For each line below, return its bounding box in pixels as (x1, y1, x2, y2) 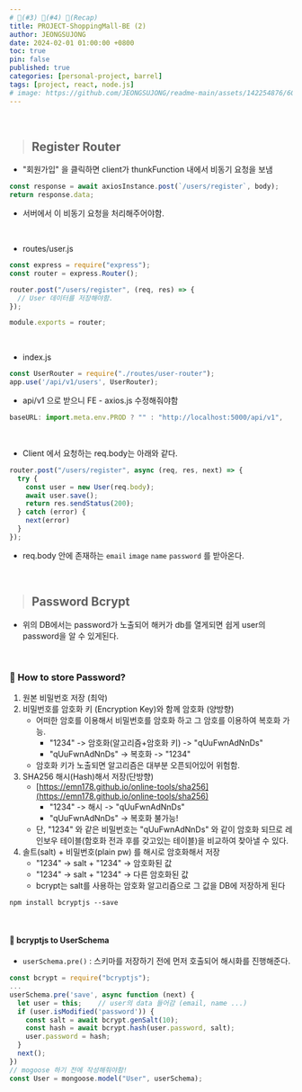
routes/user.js (22, 244, 74, 255)
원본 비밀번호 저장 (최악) (22, 692, 108, 703)
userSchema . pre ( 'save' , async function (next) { (9, 990, 195, 999)
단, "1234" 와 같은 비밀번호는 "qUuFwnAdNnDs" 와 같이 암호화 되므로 (35, 824, 283, 835)
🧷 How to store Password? (9, 671, 126, 684)
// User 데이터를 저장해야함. (17, 293, 114, 302)
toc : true (9, 47, 47, 56)
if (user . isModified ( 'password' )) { (17, 1007, 155, 1016)
